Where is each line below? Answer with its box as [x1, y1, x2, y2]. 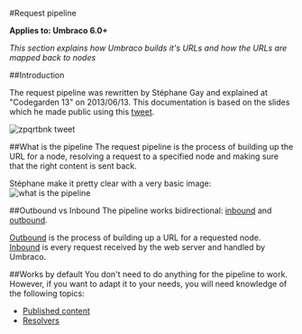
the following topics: [9, 288, 85, 299]
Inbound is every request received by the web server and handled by [9, 242, 266, 252]
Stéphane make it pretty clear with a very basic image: [9, 178, 212, 189]
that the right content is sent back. [9, 161, 137, 171]
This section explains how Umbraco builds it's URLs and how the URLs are [9, 42, 288, 53]
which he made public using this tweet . [9, 107, 155, 116]
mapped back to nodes [9, 52, 96, 62]
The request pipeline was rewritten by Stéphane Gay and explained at [9, 88, 269, 97]
